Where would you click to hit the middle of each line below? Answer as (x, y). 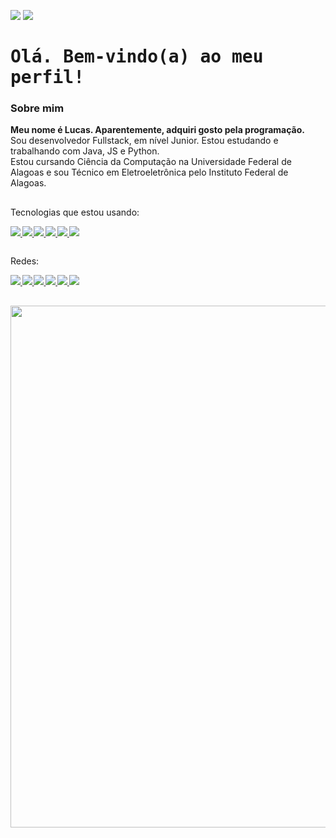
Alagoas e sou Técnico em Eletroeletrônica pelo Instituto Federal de (149, 172)
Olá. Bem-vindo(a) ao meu (137, 57)
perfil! (47, 77)
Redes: (25, 261)
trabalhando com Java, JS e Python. (85, 151)
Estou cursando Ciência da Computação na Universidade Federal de (151, 162)
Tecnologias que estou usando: (75, 212)
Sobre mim (37, 108)
